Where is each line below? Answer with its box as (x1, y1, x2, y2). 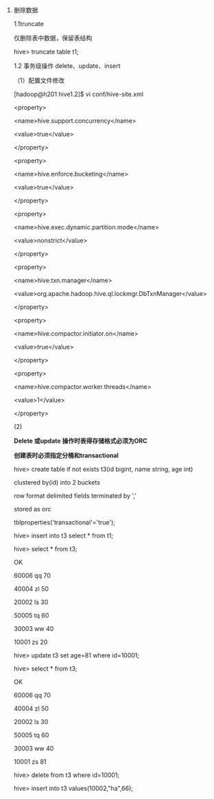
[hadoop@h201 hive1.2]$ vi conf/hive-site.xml (13, 90, 144, 98)
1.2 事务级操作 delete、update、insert (13, 62, 121, 70)
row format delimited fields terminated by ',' (13, 491, 137, 500)
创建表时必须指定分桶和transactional (13, 452, 119, 459)
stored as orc (13, 505, 51, 513)
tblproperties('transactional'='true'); (13, 518, 115, 526)
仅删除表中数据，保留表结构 (13, 34, 93, 42)
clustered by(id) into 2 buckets (13, 478, 101, 486)
